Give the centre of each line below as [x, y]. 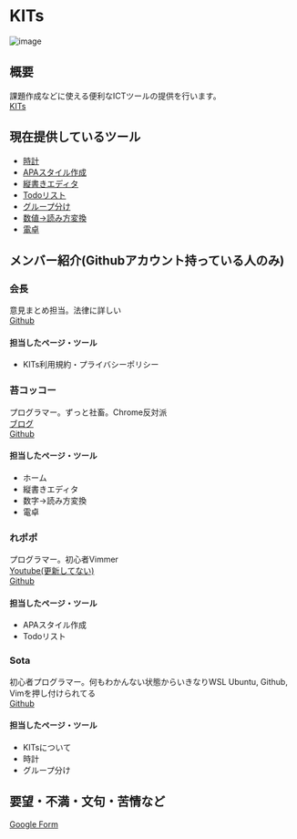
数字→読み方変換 [55, 500]
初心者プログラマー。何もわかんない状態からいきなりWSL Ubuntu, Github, [149, 681]
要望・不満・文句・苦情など [87, 802]
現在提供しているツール [75, 137]
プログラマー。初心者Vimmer [64, 559]
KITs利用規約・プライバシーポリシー [91, 365]
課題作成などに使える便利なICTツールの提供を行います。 [115, 96]
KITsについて [46, 747]
